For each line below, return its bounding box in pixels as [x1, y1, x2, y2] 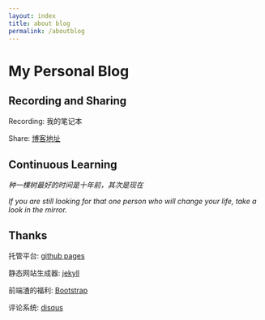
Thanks [8, 228, 48, 242]
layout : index [8, 11, 57, 20]
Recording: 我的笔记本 [8, 117, 83, 126]
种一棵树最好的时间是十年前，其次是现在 [8, 180, 143, 190]
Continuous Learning [8, 157, 118, 171]
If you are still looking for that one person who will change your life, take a [8, 196, 257, 207]
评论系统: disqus [8, 303, 63, 312]
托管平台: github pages [8, 251, 85, 260]
